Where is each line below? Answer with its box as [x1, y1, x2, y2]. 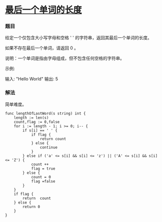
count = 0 [31, 174, 51, 179]
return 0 [22, 204, 40, 209]
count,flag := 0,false [14, 119, 60, 124]
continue [39, 145, 57, 150]
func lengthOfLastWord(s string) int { [5, 111, 86, 116]
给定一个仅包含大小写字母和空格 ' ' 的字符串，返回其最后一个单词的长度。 [5, 35, 152, 41]
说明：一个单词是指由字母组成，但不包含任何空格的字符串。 [5, 55, 125, 61]
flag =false [31, 179, 55, 184]
